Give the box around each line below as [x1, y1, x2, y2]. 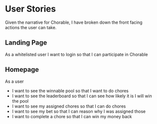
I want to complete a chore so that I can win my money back [12, 113, 132, 119]
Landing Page [5, 39, 47, 47]
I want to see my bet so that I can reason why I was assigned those [12, 108, 146, 114]
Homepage [5, 65, 39, 74]
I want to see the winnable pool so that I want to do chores [12, 88, 129, 93]
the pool [12, 98, 29, 104]
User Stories [5, 3, 56, 15]
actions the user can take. [5, 24, 57, 30]
